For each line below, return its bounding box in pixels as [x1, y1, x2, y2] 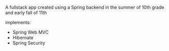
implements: [5, 20, 31, 25]
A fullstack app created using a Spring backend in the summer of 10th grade [5, 5, 164, 10]
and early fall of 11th [5, 10, 47, 16]
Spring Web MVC [12, 29, 49, 35]
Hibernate [12, 35, 34, 40]
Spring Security [12, 40, 46, 46]
